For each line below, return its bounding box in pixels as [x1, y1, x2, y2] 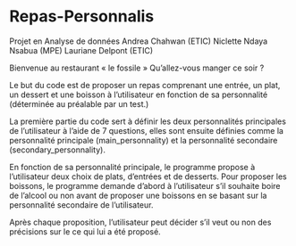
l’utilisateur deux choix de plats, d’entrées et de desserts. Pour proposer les [9, 171, 288, 182]
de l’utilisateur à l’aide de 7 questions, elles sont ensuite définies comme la [9, 125, 284, 135]
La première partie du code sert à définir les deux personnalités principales [9, 116, 286, 127]
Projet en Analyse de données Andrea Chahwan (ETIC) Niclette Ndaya [9, 36, 268, 46]
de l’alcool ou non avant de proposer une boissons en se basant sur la [9, 190, 267, 201]
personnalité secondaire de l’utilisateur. [9, 199, 154, 210]
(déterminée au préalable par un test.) [9, 98, 149, 109]
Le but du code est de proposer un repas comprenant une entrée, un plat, [9, 79, 281, 90]
